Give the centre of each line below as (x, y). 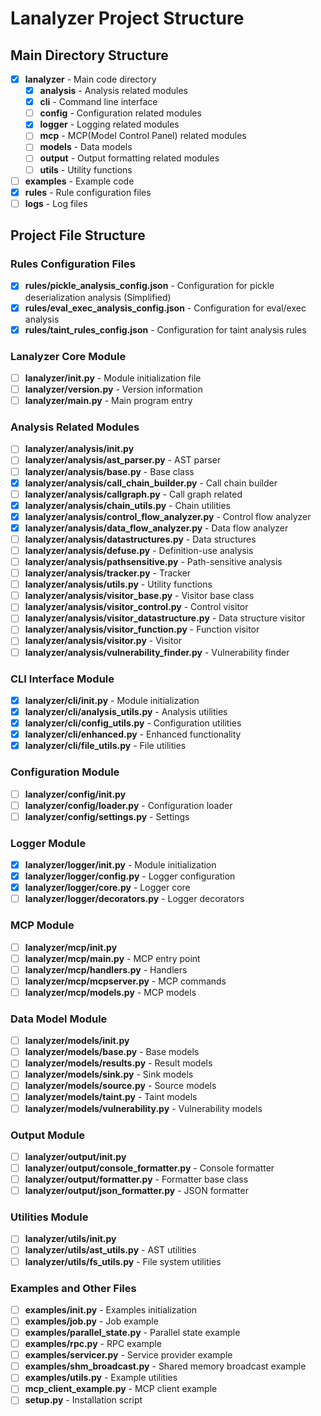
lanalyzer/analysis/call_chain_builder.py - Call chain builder (151, 483)
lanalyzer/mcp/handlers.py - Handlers (106, 969)
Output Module (48, 1135)
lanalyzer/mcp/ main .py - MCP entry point (112, 958)
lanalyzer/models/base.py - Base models (112, 1052)
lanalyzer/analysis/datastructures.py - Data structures (140, 539)
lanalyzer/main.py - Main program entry (108, 401)
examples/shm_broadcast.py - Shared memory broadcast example (165, 1366)
